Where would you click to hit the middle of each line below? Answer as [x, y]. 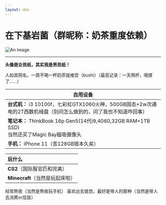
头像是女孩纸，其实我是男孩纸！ [38, 64]
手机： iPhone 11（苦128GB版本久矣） [53, 144]
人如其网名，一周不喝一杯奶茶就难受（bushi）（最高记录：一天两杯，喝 [77, 75]
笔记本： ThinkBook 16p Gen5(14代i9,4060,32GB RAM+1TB [79, 121]
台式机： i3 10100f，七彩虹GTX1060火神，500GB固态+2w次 [80, 104]
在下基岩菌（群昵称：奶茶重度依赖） [79, 36]
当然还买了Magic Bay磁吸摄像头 [44, 134]
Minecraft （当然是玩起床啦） [41, 178]
